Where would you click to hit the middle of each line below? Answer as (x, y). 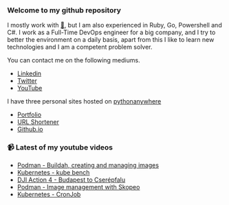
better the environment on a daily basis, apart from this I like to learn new (111, 40)
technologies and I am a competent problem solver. (80, 47)
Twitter (27, 81)
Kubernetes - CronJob (49, 194)
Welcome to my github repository (64, 10)
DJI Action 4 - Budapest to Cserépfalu (71, 180)
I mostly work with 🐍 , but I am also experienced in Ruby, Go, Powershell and (115, 25)
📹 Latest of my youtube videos (60, 147)
